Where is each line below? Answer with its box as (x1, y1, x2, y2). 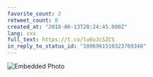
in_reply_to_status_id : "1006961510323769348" (7, 43, 147, 50)
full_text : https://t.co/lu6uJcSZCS (7, 36, 115, 43)
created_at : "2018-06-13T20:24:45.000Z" (7, 23, 128, 30)
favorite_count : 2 (7, 10, 61, 17)
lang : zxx (7, 29, 37, 37)
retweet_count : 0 (7, 17, 59, 24)
